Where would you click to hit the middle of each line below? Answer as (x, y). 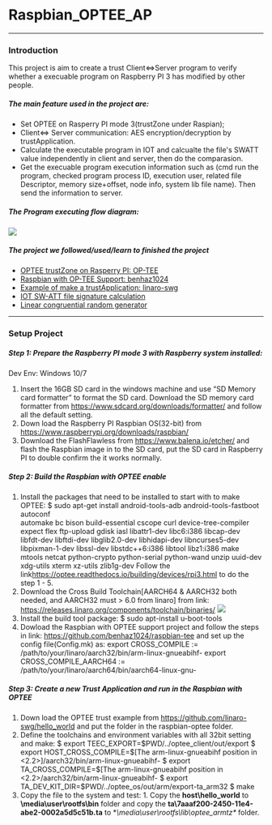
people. (21, 85)
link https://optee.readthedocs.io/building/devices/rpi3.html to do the (134, 574)
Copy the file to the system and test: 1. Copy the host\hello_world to (134, 795)
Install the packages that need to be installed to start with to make (130, 497)
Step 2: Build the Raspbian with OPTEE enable (87, 477)
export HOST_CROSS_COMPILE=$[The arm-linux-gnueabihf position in (138, 752)
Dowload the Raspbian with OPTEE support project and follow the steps (139, 627)
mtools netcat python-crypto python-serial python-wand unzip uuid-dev (141, 557)
